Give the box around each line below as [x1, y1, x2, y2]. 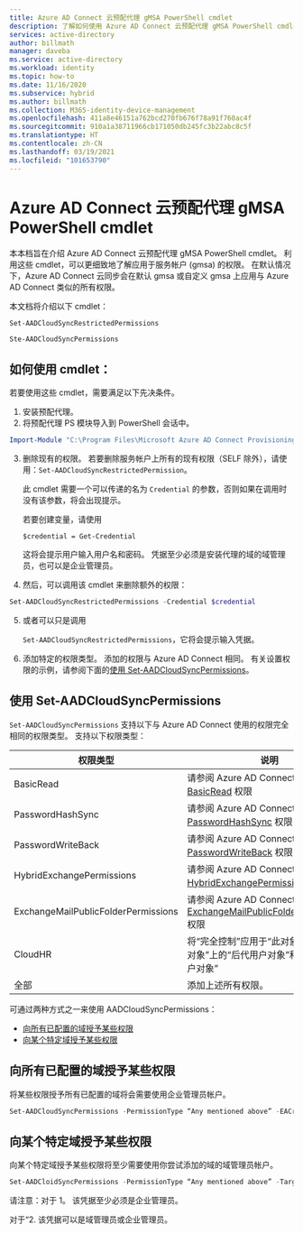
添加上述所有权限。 [187, 979, 269, 991]
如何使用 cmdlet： [9, 362, 112, 377]
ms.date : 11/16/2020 [9, 80, 87, 89]
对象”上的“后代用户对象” [187, 948, 290, 961]
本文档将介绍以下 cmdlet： [9, 301, 108, 312]
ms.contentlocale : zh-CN [9, 139, 103, 148]
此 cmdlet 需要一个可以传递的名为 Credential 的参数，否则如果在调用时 [22, 483, 288, 494]
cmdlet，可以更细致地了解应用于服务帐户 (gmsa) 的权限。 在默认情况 [34, 259, 291, 271]
